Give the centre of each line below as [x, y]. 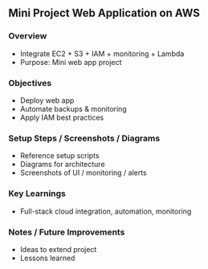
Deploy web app [47, 100]
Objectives [30, 83]
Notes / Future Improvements [67, 232]
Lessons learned [47, 258]
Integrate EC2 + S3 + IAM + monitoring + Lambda [102, 53]
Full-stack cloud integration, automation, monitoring [106, 211]
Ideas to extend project [58, 249]
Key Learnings [37, 194]
